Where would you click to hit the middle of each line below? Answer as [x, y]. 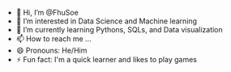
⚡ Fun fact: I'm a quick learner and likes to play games [106, 59]
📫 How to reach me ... [53, 39]
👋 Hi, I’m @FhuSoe [47, 13]
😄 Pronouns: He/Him [51, 50]
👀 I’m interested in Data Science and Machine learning [106, 21]
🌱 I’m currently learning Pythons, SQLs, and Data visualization [119, 30]
